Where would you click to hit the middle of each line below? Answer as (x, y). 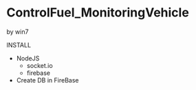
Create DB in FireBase (47, 80)
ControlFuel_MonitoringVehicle (98, 13)
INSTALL (19, 45)
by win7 (18, 32)
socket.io (40, 65)
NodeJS (28, 58)
